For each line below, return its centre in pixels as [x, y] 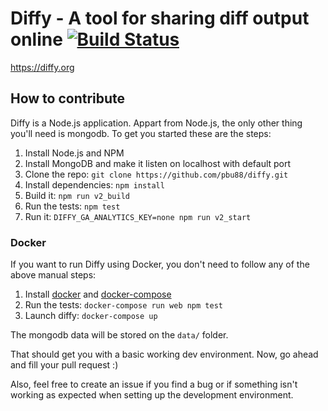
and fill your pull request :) [64, 365]
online [36, 39]
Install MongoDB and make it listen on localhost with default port [158, 163]
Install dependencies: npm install [94, 184]
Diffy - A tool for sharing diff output [160, 18]
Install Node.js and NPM [74, 153]
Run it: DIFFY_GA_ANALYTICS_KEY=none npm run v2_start [138, 216]
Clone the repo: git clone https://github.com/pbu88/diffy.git [156, 174]
